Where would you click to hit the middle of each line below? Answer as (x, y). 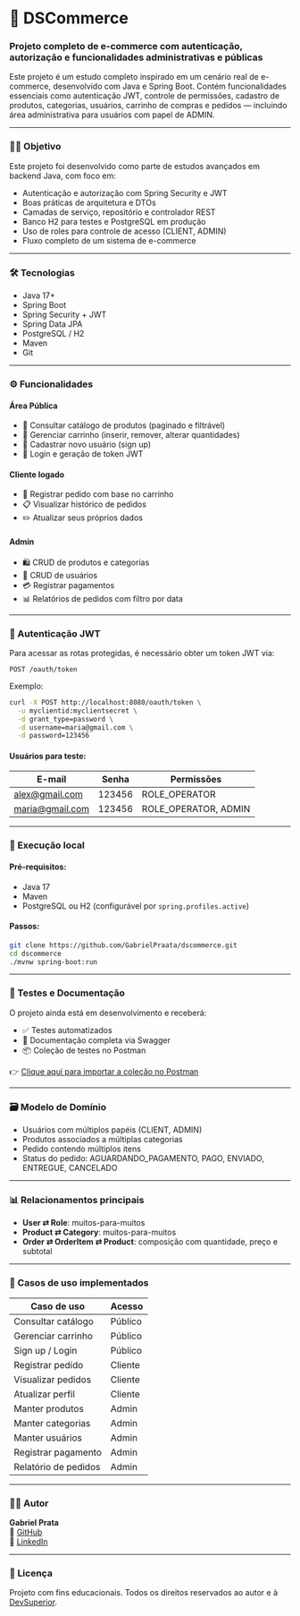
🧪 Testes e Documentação (67, 993)
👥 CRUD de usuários (60, 575)
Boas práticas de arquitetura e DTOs (89, 202)
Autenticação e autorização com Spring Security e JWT (125, 192)
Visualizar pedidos (53, 1380)
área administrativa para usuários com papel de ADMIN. (112, 115)
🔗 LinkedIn (29, 1541)
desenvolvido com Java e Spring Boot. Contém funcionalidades (170, 86)
